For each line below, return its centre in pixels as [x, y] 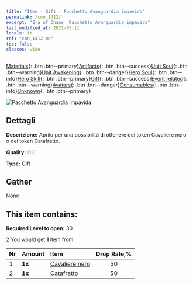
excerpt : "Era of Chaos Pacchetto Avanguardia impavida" [78, 22]
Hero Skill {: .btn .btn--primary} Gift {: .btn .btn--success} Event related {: [102, 78]
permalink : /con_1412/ [34, 17]
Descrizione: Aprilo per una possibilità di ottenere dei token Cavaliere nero [96, 134]
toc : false [19, 44]
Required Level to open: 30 [39, 228]
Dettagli [21, 121]
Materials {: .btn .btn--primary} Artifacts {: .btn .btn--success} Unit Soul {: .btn [97, 66]
